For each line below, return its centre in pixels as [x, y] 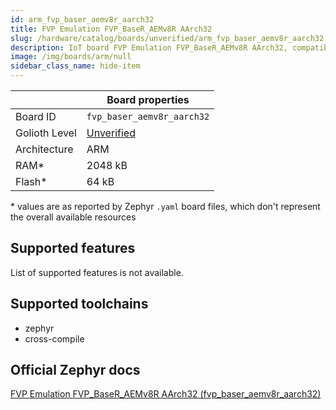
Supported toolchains [79, 304]
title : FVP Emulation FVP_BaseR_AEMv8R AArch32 [111, 29]
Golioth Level [46, 133]
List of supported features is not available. [97, 272]
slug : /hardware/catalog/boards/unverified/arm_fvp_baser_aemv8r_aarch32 [167, 38]
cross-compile [54, 338]
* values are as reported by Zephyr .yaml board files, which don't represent [165, 206]
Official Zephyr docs [75, 370]
